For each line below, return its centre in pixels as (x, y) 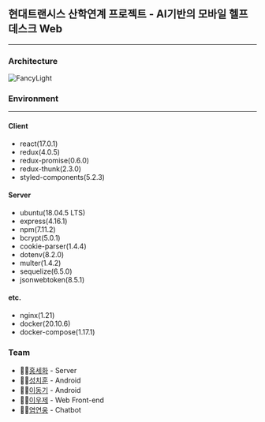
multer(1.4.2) (40, 263)
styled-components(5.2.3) (62, 177)
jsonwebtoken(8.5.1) (52, 279)
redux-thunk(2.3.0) (50, 169)
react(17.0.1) (39, 144)
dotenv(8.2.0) (42, 254)
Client (19, 126)
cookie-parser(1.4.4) (53, 246)
